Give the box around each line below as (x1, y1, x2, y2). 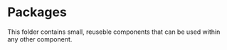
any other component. (7, 35, 73, 43)
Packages (7, 4, 68, 20)
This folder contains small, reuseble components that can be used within (7, 27, 221, 36)
